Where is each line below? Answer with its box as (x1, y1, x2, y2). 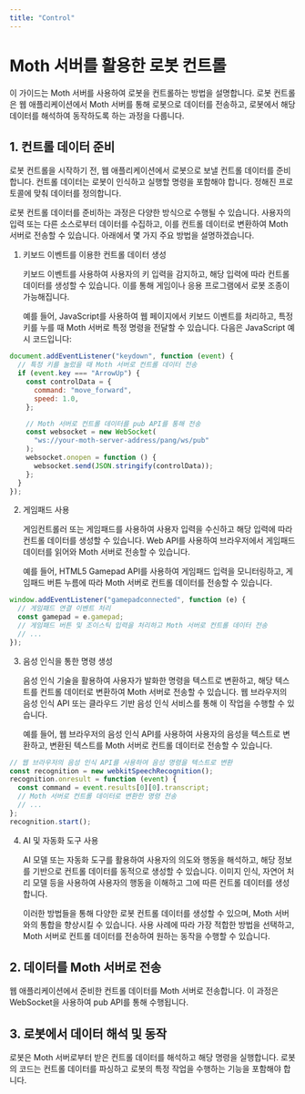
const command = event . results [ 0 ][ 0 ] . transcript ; (17, 783, 209, 792)
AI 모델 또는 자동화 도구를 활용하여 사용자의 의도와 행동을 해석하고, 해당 (22, 854, 276, 865)
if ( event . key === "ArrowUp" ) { (17, 369, 141, 378)
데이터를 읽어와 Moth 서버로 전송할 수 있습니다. (22, 547, 191, 557)
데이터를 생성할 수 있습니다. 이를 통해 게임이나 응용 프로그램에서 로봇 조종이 (22, 280, 290, 291)
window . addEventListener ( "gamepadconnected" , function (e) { (9, 596, 247, 605)
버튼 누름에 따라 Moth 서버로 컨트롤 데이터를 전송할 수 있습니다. (46, 578, 273, 588)
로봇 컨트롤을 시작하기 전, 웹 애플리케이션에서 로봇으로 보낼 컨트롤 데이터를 (9, 165, 275, 176)
